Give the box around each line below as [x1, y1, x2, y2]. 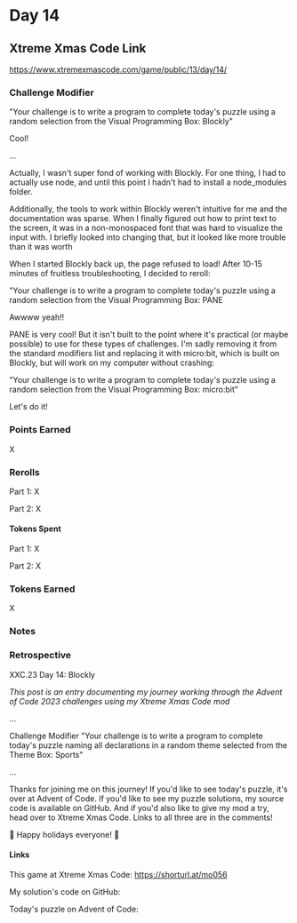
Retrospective [9, 649, 72, 662]
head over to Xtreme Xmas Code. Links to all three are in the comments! [9, 812, 273, 823]
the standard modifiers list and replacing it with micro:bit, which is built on [9, 348, 280, 359]
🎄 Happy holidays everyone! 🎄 [9, 829, 120, 839]
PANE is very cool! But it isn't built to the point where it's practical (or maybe [9, 330, 289, 340]
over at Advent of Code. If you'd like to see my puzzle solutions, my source [9, 792, 285, 804]
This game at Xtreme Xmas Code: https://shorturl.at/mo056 [9, 869, 229, 879]
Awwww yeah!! [9, 312, 65, 322]
